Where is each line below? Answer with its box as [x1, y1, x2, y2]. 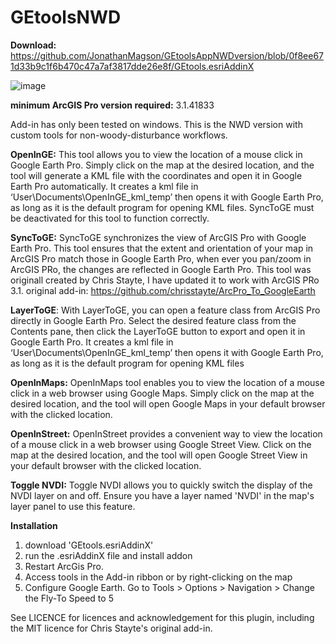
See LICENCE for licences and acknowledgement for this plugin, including [10, 611, 315, 623]
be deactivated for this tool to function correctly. [10, 212, 210, 224]
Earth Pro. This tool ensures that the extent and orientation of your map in [10, 242, 314, 254]
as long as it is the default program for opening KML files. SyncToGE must [10, 201, 315, 213]
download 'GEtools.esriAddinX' [24, 539, 154, 551]
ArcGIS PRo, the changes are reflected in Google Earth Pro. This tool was [10, 263, 312, 275]
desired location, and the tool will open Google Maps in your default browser [10, 397, 326, 410]
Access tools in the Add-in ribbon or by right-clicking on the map [24, 571, 293, 583]
